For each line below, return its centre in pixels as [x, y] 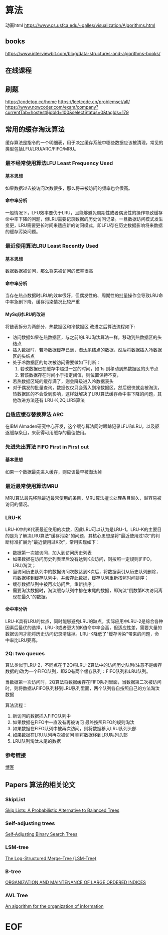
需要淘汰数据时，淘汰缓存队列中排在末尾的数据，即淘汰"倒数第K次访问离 [88, 590]
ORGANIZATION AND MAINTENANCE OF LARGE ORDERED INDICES [76, 882]
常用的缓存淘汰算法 [35, 130]
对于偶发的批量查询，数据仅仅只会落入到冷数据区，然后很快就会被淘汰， [87, 387]
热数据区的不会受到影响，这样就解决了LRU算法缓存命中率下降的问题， [85, 394]
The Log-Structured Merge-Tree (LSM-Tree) [51, 858]
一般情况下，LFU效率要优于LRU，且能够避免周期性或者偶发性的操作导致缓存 [84, 213]
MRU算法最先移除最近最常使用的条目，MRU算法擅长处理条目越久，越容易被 [83, 498]
